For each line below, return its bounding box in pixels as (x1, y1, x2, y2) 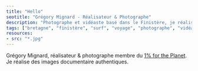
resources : (6, 31, 33, 36)
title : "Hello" (6, 8, 44, 15)
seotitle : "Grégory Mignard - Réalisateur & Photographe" (6, 14, 151, 20)
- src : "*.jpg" (6, 36, 44, 42)
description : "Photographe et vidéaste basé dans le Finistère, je (6, 19, 176, 25)
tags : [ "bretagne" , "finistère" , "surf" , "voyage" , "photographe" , (6, 25, 176, 31)
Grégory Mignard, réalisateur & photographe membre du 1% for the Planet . (6, 52, 187, 59)
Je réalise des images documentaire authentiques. (6, 58, 129, 65)
